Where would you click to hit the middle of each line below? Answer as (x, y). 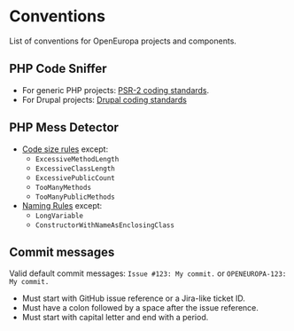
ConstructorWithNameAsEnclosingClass (105, 225)
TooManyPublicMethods (75, 197)
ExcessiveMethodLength (77, 159)
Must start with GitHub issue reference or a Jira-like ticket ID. (133, 298)
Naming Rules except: (62, 205)
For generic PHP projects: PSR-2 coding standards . (116, 90)
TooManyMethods (63, 187)
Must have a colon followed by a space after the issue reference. (140, 308)
